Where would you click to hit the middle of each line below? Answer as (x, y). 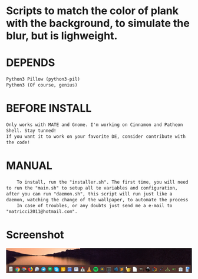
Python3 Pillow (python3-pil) (43, 79)
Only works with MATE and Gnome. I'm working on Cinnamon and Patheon (95, 125)
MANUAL (29, 166)
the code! (18, 142)
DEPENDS (31, 63)
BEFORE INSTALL (49, 109)
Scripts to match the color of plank (92, 11)
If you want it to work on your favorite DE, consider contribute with (96, 137)
